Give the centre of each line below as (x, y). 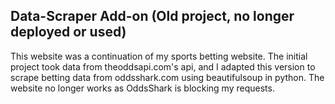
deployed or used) (68, 32)
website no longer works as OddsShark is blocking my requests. (142, 88)
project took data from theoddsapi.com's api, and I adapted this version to (163, 66)
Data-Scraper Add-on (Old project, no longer (152, 16)
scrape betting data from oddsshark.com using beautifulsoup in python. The (167, 77)
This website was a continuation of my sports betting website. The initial (159, 56)
